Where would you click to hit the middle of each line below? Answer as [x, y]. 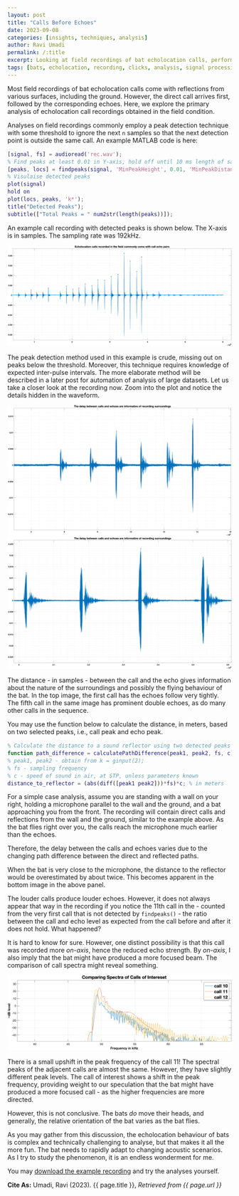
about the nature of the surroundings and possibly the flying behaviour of [115, 688]
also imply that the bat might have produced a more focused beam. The [112, 958]
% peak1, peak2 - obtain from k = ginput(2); [76, 761]
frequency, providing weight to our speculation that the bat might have [111, 1084]
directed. [21, 1100]
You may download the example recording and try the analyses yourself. [113, 1171]
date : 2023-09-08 [33, 30]
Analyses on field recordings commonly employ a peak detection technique [118, 125]
